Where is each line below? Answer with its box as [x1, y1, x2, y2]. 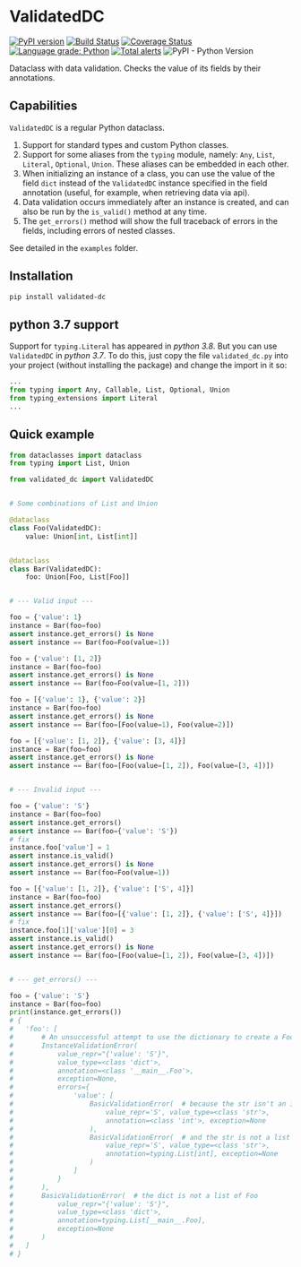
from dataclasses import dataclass [9, 451, 142, 460]
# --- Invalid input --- [9, 786, 102, 795]
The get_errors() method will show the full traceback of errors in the [21, 215, 279, 226]
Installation [9, 269, 73, 284]
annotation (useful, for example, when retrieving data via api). [21, 186, 251, 198]
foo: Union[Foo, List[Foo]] [25, 573, 130, 582]
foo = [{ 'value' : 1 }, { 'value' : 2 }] [9, 695, 146, 704]
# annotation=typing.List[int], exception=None [9, 1150, 279, 1159]
